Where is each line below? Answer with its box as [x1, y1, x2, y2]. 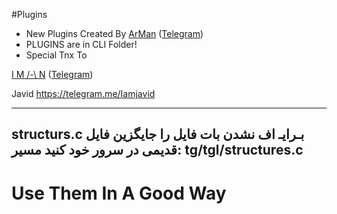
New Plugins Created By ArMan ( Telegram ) [25, 28, 204, 39]
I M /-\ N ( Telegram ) [11, 69, 94, 80]
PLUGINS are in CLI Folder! [25, 39, 138, 50]
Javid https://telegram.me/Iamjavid [11, 88, 156, 99]
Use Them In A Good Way [11, 182, 227, 204]
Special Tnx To [25, 49, 88, 61]
